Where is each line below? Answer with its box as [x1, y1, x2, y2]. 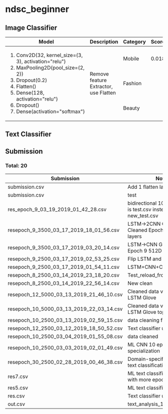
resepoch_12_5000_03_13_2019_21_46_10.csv [7, 291, 123, 298]
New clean [127, 280, 153, 287]
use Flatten [89, 89, 116, 96]
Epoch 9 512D [127, 247, 162, 254]
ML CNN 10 [127, 341, 156, 348]
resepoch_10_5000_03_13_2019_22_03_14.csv [7, 305, 123, 312]
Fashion [123, 80, 142, 87]
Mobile [123, 55, 139, 62]
